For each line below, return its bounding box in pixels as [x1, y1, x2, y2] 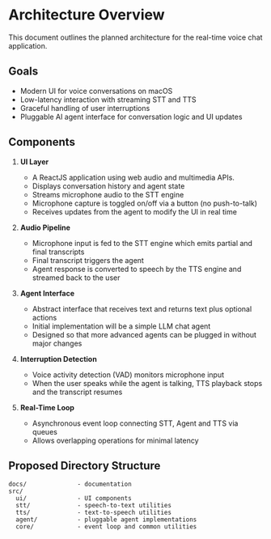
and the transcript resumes [32, 387, 123, 397]
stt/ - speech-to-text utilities [15, 502, 172, 510]
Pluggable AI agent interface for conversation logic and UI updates [19, 112, 243, 121]
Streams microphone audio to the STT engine [32, 189, 184, 199]
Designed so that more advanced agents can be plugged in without [32, 329, 257, 339]
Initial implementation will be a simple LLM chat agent [32, 321, 211, 331]
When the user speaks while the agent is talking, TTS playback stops [32, 378, 263, 388]
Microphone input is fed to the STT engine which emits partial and [32, 238, 253, 248]
